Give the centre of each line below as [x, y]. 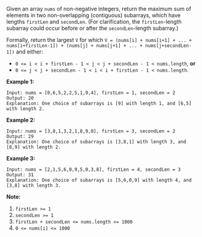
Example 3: [21, 158]
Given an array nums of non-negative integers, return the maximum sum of [99, 9]
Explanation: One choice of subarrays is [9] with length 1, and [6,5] [99, 103]
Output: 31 [20, 175]
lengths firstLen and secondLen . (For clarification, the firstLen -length [94, 22]
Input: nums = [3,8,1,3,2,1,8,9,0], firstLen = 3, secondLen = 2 [91, 131]
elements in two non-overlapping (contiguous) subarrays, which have [93, 15]
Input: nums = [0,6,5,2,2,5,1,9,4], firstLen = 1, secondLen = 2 [91, 93]
